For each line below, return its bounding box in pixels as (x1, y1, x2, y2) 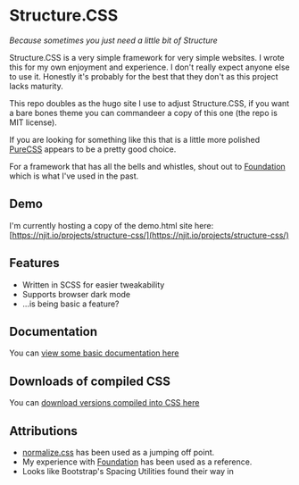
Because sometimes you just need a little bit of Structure (9, 35, 219, 46)
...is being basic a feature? (21, 298, 120, 309)
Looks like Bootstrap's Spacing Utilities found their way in (21, 466, 234, 476)
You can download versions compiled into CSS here (9, 397, 200, 408)
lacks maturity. (9, 80, 64, 91)
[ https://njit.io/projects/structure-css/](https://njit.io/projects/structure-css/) (9, 230, 290, 240)
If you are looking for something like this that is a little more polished (9, 134, 261, 145)
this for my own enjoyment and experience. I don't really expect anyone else (9, 62, 290, 72)
